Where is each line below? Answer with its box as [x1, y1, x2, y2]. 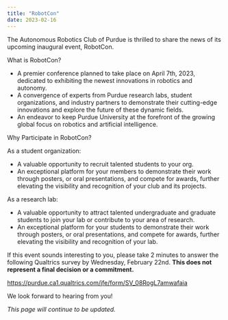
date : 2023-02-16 [7, 16, 57, 23]
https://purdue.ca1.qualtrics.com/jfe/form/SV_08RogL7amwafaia [7, 278, 188, 286]
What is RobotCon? [7, 56, 62, 64]
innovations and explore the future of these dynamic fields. [16, 106, 183, 114]
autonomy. [16, 84, 47, 92]
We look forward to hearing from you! [7, 292, 113, 300]
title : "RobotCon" [7, 10, 60, 17]
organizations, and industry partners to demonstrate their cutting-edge [16, 98, 218, 106]
